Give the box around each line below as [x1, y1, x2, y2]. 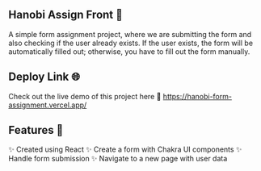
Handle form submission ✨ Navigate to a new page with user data [8, 154, 228, 164]
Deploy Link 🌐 [8, 70, 81, 84]
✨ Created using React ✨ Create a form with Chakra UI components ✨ [8, 144, 242, 154]
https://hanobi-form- [162, 91, 233, 101]
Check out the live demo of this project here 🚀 [8, 91, 162, 101]
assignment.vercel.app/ [8, 100, 87, 110]
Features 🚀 [8, 123, 64, 137]
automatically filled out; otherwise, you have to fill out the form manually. [8, 46, 250, 56]
